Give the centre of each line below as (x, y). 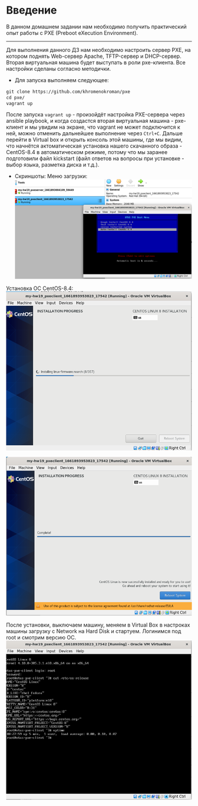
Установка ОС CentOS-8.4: (40, 288)
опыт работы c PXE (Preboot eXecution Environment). (72, 32)
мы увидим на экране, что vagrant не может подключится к (105, 127)
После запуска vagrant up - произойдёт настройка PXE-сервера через (95, 114)
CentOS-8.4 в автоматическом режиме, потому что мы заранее (87, 152)
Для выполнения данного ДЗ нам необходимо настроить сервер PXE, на (98, 50)
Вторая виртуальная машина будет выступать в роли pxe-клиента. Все (96, 62)
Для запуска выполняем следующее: (62, 80)
